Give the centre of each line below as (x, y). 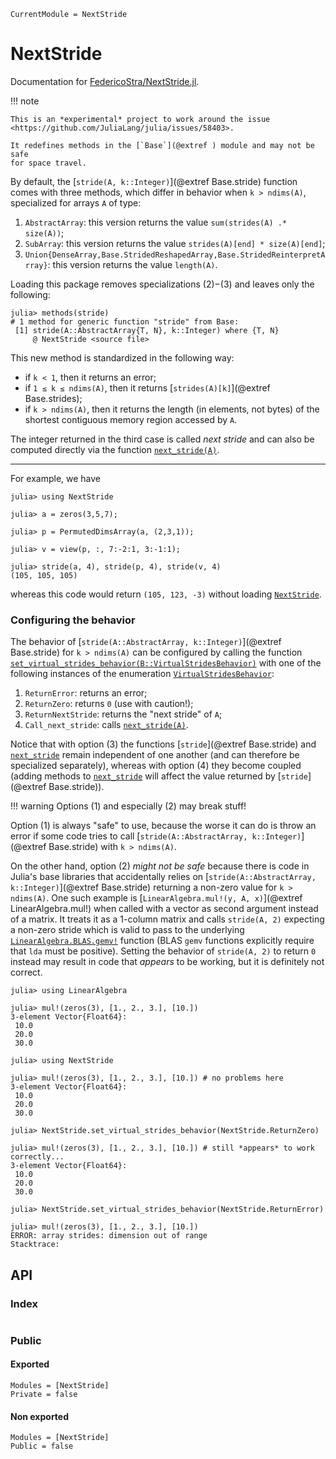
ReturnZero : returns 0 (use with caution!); (109, 704)
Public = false (42, 1446)
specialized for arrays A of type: (76, 202)
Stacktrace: (35, 1245)
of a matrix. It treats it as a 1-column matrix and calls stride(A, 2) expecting (167, 919)
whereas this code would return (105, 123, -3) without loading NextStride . (166, 594)
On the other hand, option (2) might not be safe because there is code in (160, 866)
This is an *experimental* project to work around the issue (140, 119)
